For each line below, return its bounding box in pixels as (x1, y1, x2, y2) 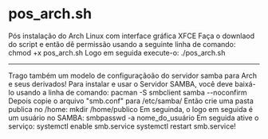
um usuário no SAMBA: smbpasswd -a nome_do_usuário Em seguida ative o (8, 113, 259, 122)
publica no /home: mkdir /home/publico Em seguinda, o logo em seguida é (8, 104, 254, 114)
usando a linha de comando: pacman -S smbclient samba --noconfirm (15, 87, 247, 97)
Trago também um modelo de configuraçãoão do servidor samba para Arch (8, 71, 258, 80)
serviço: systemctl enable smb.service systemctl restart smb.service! (8, 121, 237, 131)
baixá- (235, 79, 257, 88)
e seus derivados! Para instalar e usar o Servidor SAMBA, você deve (8, 79, 234, 88)
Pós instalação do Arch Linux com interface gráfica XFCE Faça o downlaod (8, 31, 255, 41)
